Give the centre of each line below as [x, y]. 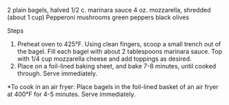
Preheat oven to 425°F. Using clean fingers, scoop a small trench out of [119, 44]
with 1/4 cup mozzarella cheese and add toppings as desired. [104, 59]
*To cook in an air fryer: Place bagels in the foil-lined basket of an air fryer [113, 87]
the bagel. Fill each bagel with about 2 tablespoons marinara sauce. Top [120, 51]
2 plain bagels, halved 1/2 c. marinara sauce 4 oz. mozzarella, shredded [109, 10]
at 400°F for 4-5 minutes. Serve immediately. [71, 94]
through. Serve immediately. [57, 73]
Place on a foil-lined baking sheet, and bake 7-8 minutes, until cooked [117, 66]
